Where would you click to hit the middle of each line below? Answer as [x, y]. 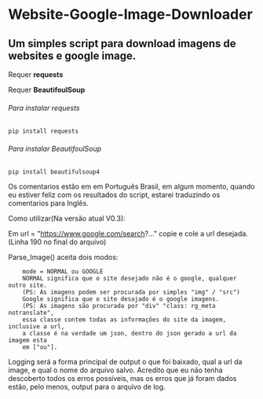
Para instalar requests [44, 108]
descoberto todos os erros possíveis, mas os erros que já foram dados [122, 379]
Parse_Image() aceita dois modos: [63, 258]
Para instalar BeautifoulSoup [55, 148]
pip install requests [44, 131]
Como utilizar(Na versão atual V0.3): [67, 218]
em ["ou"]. [40, 347]
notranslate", [31, 313]
